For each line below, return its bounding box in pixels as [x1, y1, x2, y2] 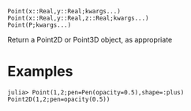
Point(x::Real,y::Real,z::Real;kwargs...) [7, 14, 149, 22]
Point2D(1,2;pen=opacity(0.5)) [7, 95, 110, 103]
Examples [7, 63, 73, 80]
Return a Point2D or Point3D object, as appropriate [7, 35, 173, 44]
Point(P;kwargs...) [7, 21, 72, 29]
